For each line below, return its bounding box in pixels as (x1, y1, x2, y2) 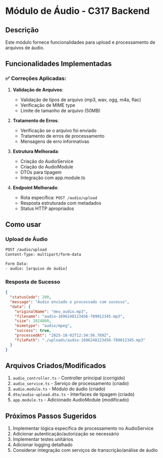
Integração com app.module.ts (20, 175, 86, 181)
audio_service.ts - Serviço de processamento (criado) (12, 380, 129, 387)
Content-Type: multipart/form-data (5, 252, 81, 257)
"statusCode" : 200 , (10, 295, 52, 300)
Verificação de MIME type (20, 102, 75, 108)
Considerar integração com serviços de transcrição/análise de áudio (12, 447, 158, 453)
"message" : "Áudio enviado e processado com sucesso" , (10, 299, 130, 304)
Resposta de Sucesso (5, 278, 60, 285)
